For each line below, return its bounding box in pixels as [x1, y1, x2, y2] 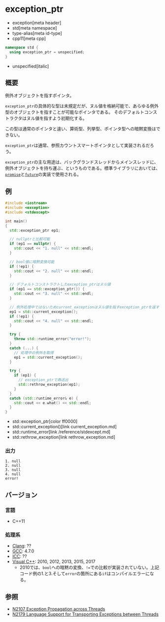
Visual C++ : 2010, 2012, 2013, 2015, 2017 [12, 558, 96, 565]
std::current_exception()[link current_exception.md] [12, 424, 117, 430]
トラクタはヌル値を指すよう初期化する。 [5, 115, 87, 121]
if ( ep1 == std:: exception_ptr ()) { [9, 287, 85, 292]
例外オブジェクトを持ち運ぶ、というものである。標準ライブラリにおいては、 [5, 165, 161, 171]
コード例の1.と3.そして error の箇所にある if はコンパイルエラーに [19, 571, 150, 577]
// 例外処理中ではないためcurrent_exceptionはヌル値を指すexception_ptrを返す [9, 305, 160, 310]
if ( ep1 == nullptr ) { [9, 242, 56, 246]
